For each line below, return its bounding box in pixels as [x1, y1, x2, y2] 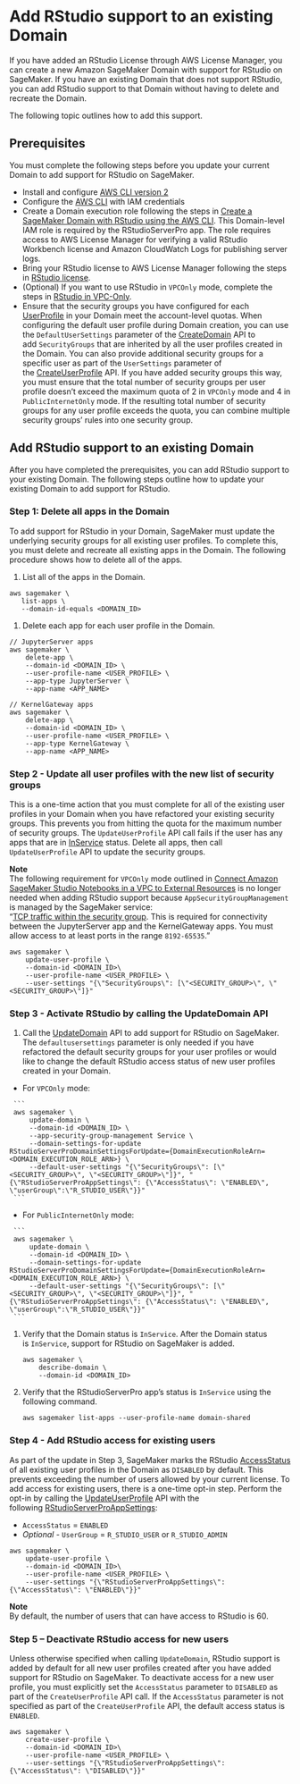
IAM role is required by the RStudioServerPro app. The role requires [21, 224, 271, 235]
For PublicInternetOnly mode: [21, 1209, 135, 1221]
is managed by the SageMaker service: [9, 902, 154, 913]
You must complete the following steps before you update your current [9, 159, 270, 171]
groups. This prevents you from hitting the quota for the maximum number [9, 818, 283, 829]
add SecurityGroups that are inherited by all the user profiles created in [21, 338, 283, 349]
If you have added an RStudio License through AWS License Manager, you [9, 55, 283, 65]
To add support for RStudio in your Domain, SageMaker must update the [9, 526, 275, 536]
